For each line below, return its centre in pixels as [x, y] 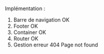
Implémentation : [25, 9]
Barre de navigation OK [41, 20]
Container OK [30, 32]
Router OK [26, 38]
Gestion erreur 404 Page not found [56, 45]
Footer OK [26, 26]
